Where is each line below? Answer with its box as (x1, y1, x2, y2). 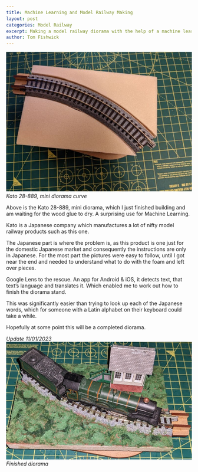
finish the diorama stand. (6, 289, 67, 296)
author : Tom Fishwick (6, 34, 60, 41)
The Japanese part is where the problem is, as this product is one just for (6, 240, 184, 247)
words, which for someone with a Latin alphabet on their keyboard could (6, 306, 182, 313)
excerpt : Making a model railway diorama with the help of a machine (6, 28, 181, 34)
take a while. (6, 313, 37, 320)
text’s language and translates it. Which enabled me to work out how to (6, 282, 179, 289)
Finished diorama (6, 460, 49, 467)
